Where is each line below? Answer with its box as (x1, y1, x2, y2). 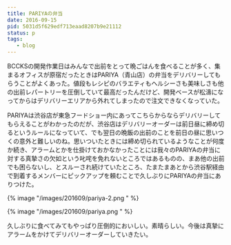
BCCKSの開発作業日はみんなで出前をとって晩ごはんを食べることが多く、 (7, 62, 215, 70)
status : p (7, 29, 36, 37)
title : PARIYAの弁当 (7, 10, 63, 17)
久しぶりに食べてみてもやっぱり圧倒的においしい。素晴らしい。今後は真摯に (7, 222, 224, 230)
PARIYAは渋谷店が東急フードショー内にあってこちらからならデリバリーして (7, 111, 221, 119)
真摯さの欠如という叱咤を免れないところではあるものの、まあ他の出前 (25, 155, 225, 162)
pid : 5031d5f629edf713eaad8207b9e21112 (7, 23, 122, 30)
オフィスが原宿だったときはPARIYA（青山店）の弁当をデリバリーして (19, 70, 215, 79)
